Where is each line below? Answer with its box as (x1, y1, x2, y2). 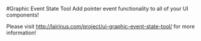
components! (6, 11, 39, 18)
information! (6, 29, 37, 36)
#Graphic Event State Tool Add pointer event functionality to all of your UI (6, 5, 188, 12)
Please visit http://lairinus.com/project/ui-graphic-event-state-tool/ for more (6, 23, 195, 30)
